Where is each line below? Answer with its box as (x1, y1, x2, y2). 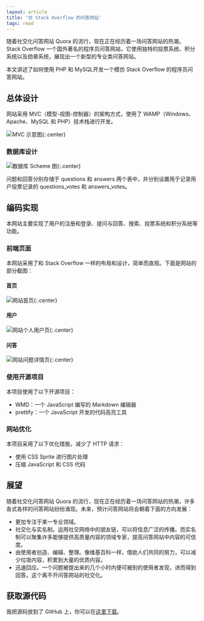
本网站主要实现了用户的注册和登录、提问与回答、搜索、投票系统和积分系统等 (6, 220, 198, 227)
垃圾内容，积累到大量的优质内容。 (20, 556, 106, 563)
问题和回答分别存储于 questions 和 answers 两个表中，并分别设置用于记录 (6, 175, 191, 183)
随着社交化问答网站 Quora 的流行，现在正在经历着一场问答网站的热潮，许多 (6, 497, 195, 505)
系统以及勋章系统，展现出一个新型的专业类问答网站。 (6, 53, 140, 60)
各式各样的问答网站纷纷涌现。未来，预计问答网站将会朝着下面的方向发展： (6, 505, 192, 512)
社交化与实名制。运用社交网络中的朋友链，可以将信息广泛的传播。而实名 (15, 525, 196, 533)
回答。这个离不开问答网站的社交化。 (15, 571, 106, 578)
